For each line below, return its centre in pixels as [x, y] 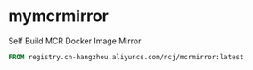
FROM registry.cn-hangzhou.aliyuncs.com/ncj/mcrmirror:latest [126, 57]
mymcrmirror [58, 16]
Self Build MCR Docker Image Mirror [75, 41]
